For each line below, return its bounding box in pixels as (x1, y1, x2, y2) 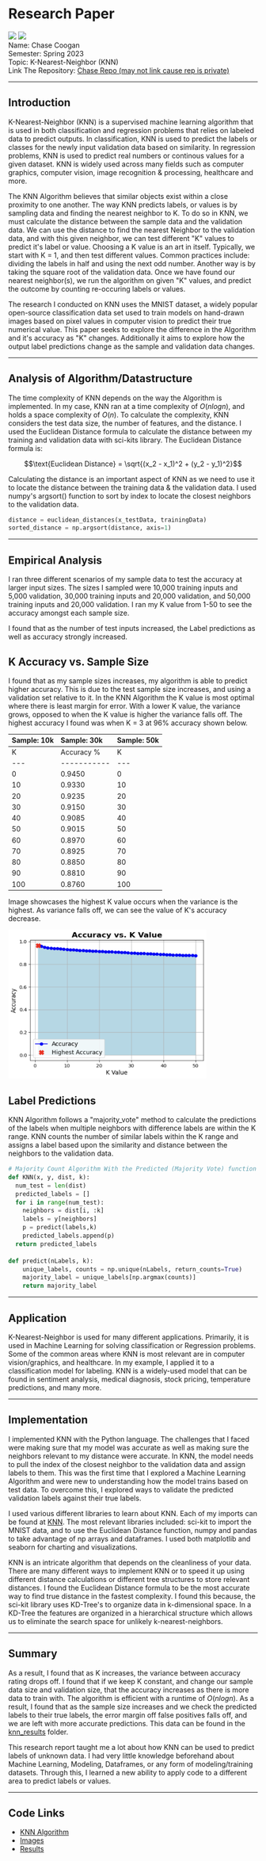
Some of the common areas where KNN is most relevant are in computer (8, 1349, 245, 1358)
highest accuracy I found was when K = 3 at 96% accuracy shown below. (8, 718, 248, 728)
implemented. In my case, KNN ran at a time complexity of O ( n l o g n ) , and (8, 401, 245, 411)
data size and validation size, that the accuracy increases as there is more (8, 1685, 249, 1695)
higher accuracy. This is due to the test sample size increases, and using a (8, 684, 252, 694)
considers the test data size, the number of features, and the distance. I (8, 418, 241, 428)
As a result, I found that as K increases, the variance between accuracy (8, 1668, 241, 1677)
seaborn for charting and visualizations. (8, 1542, 138, 1552)
